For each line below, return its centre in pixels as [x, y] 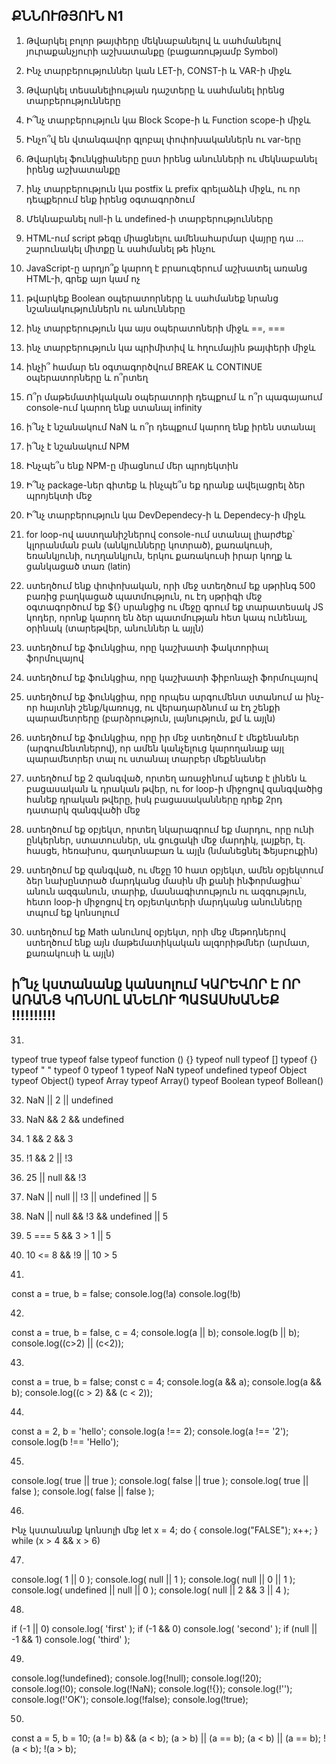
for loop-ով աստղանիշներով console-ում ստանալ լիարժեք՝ [160, 534]
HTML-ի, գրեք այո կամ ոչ [83, 278]
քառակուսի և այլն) [70, 953]
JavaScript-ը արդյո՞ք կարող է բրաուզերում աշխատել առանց [166, 268]
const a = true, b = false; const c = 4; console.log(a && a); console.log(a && [167, 1381]
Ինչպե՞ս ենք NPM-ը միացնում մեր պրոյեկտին [132, 465]
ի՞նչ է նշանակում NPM [77, 446]
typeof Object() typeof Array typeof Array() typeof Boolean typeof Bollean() [167, 1080]
